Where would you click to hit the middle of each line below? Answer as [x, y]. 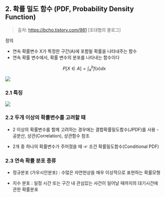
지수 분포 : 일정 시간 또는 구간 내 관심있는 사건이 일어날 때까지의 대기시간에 [85, 183]
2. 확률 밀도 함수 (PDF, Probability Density [70, 9]
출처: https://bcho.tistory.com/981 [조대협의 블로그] [69, 30]
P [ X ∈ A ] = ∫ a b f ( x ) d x [84, 68]
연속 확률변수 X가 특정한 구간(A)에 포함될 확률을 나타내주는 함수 [74, 51]
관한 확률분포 [25, 189]
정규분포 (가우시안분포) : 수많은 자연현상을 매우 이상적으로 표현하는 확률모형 [86, 172]
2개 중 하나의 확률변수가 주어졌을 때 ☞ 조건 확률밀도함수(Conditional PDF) [86, 146]
